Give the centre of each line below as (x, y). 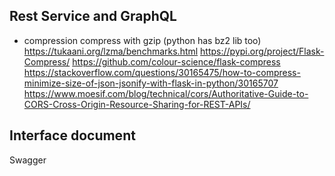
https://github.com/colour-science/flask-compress (176, 61)
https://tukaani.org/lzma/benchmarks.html (111, 51)
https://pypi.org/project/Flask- (262, 51)
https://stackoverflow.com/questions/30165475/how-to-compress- (162, 72)
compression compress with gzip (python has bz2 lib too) (142, 40)
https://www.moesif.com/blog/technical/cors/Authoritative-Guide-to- (166, 93)
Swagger (28, 160)
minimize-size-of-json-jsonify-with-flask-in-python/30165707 (151, 83)
